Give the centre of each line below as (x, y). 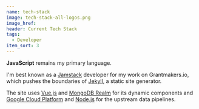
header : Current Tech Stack (42, 29)
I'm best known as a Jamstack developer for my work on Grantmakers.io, (98, 74)
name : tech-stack (28, 12)
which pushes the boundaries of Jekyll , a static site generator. (84, 81)
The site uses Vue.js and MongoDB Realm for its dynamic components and (100, 93)
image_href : (21, 23)
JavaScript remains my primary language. (59, 63)
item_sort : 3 (23, 46)
